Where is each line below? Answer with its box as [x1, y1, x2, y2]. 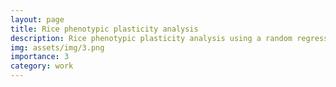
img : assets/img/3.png [10, 42, 105, 53]
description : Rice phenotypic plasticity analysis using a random [10, 33, 293, 43]
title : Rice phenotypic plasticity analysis [10, 24, 199, 34]
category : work [10, 61, 74, 71]
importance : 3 [10, 52, 70, 62]
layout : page [10, 14, 65, 25]
